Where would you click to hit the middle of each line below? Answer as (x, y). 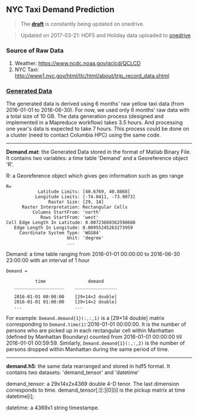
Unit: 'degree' (85, 238)
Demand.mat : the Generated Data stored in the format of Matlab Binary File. (99, 152)
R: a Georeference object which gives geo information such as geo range (95, 176)
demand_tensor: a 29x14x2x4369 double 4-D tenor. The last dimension (93, 384)
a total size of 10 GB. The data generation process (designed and (85, 116)
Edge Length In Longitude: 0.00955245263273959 (73, 228)
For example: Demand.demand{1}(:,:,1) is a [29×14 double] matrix (85, 318)
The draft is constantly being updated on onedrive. (82, 24)
